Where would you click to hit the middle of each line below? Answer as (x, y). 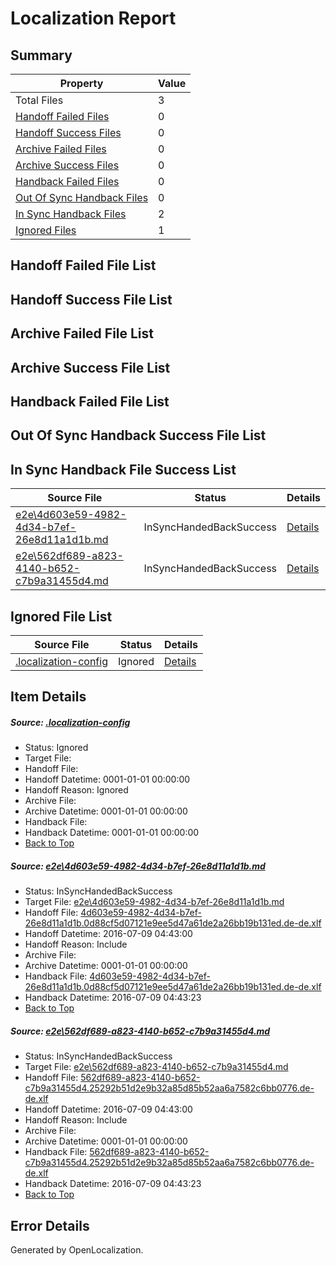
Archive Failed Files (61, 149)
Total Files (39, 100)
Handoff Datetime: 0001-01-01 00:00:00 (107, 779)
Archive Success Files (67, 165)
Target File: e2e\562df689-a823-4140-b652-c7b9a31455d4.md (156, 1067)
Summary (41, 55)
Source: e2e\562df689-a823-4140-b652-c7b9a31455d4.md (140, 1031)
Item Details (48, 697)
